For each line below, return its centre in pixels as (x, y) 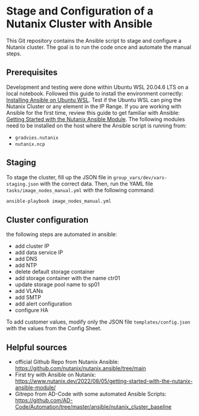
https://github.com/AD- (44, 400)
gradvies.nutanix (37, 138)
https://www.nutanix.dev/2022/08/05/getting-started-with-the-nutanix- (104, 381)
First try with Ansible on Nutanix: (55, 375)
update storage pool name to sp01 (57, 284)
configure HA (32, 310)
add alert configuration (43, 304)
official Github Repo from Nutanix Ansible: (67, 362)
